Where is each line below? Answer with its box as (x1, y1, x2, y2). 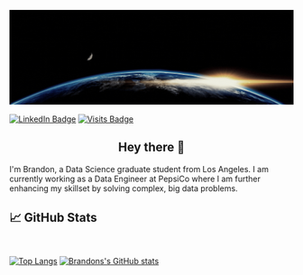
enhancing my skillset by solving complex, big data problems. (9, 182, 238, 194)
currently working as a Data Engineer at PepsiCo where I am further (9, 173, 262, 184)
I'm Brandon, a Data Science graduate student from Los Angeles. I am (9, 163, 269, 174)
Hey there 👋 (117, 140, 186, 155)
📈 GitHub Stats (9, 210, 97, 225)
